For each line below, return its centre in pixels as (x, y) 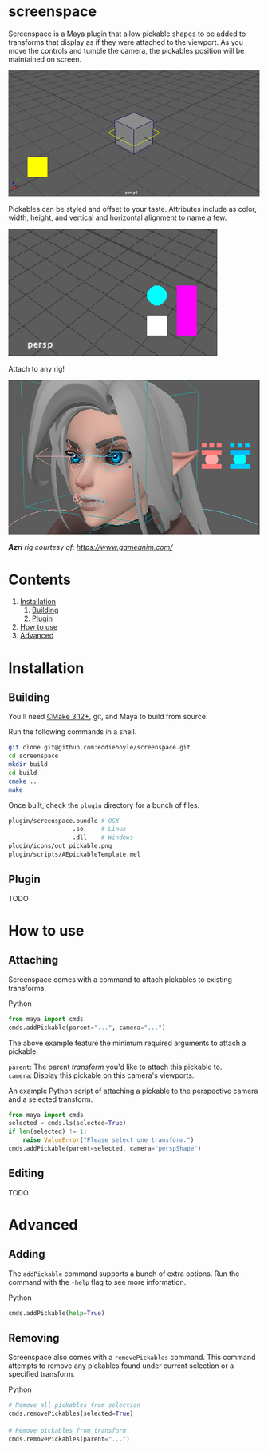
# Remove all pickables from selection (75, 1405)
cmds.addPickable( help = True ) (57, 1313)
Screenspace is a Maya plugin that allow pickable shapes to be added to (127, 34)
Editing (26, 1173)
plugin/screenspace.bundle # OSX (64, 821)
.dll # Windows (103, 837)
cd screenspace (33, 756)
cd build (23, 773)
